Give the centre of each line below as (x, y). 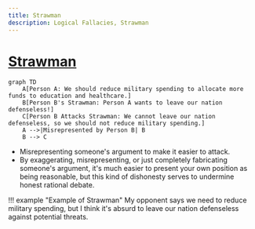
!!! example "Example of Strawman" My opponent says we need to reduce (127, 200)
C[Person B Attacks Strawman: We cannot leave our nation (119, 117)
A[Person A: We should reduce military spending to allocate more (133, 89)
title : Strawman (35, 15)
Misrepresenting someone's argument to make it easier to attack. (125, 152)
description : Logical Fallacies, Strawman (78, 23)
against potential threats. (48, 217)
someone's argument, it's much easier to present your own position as (133, 169)
